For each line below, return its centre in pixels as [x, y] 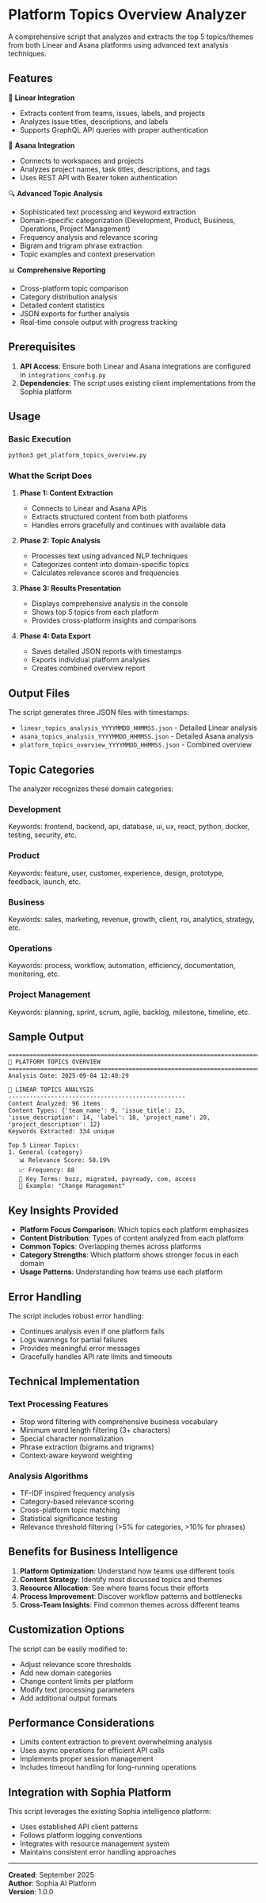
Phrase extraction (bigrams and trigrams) [87, 1446]
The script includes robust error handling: [76, 1315]
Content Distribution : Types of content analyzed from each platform [131, 1238]
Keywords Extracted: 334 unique [61, 1132]
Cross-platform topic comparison [74, 288]
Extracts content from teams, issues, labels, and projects [112, 113]
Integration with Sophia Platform [90, 1792]
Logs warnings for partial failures [74, 1339]
